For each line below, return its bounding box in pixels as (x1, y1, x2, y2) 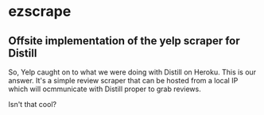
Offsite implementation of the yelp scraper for (8, 34, 240, 48)
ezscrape (8, 2, 72, 21)
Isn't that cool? (8, 100, 57, 109)
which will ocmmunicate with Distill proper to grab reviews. (8, 84, 201, 94)
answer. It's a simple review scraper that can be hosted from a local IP (8, 76, 239, 85)
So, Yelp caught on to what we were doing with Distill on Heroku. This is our (8, 67, 257, 77)
